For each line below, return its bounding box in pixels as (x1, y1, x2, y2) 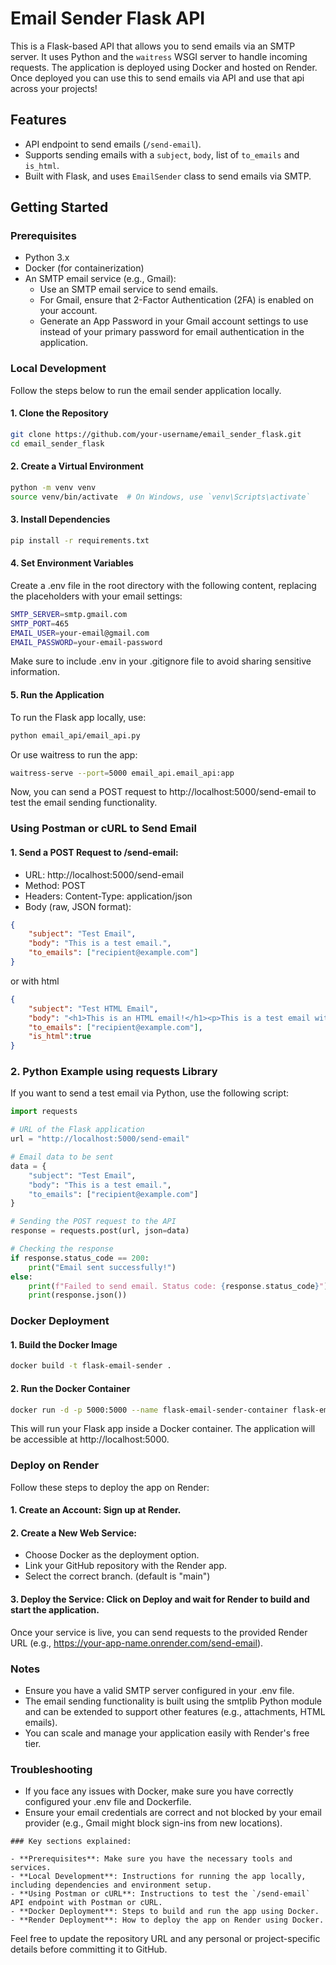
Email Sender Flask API (10, 7, 206, 30)
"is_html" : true (28, 1032, 92, 1042)
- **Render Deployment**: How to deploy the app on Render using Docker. (10, 1915, 325, 1926)
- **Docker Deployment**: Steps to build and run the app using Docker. (10, 1907, 320, 1917)
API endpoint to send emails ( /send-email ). (24, 138, 202, 150)
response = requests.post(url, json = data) (10, 1226, 190, 1236)
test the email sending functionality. (10, 797, 158, 809)
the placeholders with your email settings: (10, 590, 183, 602)
